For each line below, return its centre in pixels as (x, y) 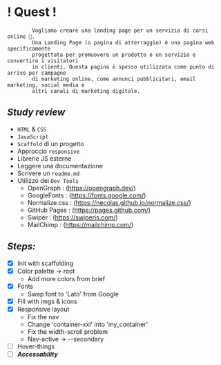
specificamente (29, 48)
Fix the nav (43, 317)
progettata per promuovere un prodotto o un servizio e (114, 55)
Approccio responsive (48, 151)
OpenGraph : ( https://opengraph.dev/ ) (81, 188)
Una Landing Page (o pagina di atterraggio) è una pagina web (123, 42)
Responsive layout (43, 309)
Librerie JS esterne (44, 158)
